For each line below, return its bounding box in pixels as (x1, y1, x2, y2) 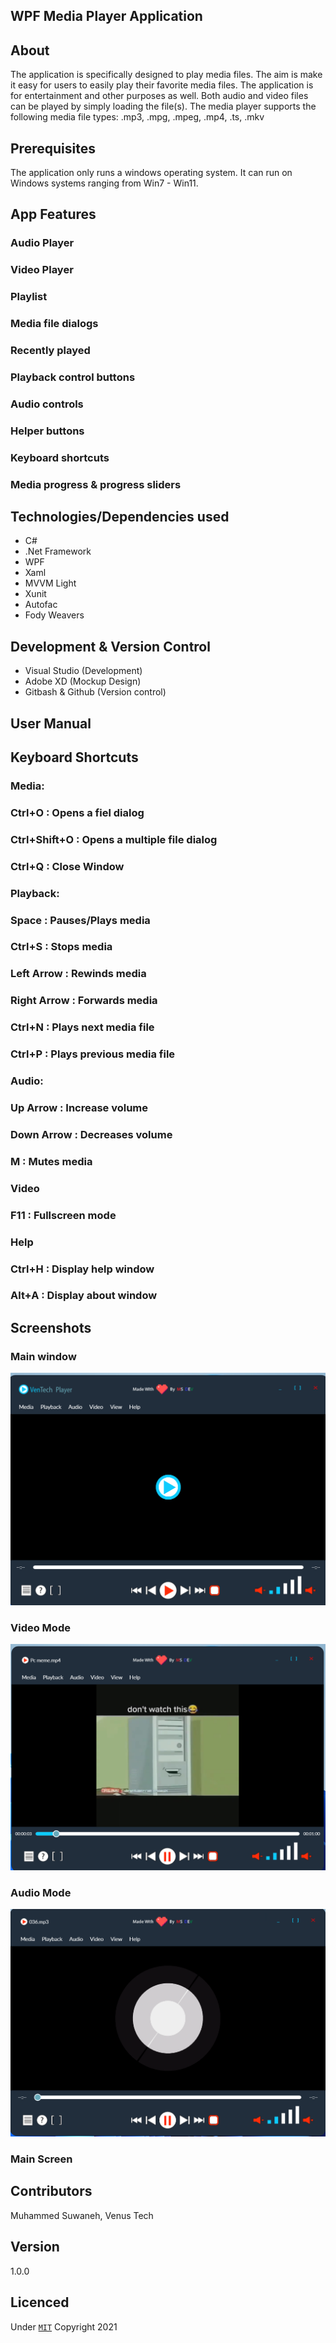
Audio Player (10, 236, 75, 250)
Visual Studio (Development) (24, 665, 143, 677)
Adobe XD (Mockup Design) (24, 675, 142, 688)
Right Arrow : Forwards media (10, 994, 158, 1008)
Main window (10, 1349, 77, 1363)
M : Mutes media (10, 1154, 93, 1168)
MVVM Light (24, 577, 77, 589)
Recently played (10, 344, 91, 358)
